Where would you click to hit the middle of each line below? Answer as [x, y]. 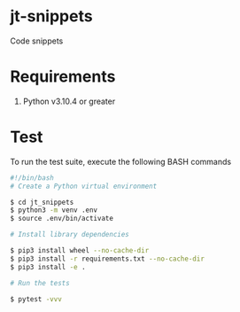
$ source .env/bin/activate [62, 219]
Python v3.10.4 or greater [69, 101]
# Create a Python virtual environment [84, 186]
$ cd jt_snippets [42, 202]
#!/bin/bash [32, 178]
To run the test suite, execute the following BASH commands [121, 161]
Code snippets [37, 41]
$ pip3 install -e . [48, 267]
